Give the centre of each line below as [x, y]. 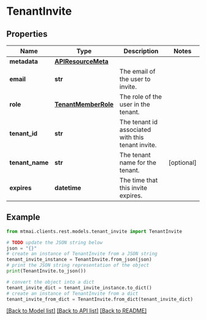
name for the [138, 162]
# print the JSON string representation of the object [78, 265]
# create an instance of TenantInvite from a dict [72, 293]
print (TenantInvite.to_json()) [46, 271]
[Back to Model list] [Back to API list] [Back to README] [77, 311]
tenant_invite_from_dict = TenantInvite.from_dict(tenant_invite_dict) [100, 299]
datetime [68, 188]
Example [23, 217]
